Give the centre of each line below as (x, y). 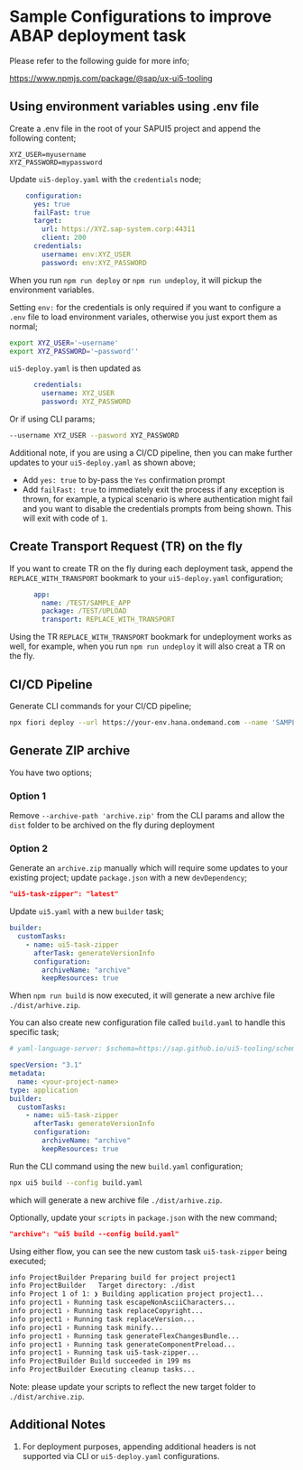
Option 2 (28, 848)
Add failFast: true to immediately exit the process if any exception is (154, 489)
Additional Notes (58, 1424)
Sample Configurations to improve (141, 17)
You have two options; (51, 772)
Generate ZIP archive (70, 751)
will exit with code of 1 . (65, 518)
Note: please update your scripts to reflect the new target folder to (133, 1387)
